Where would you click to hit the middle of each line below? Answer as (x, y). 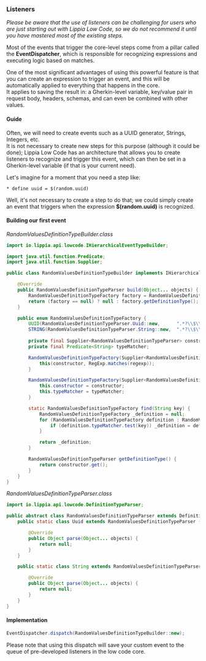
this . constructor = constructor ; (82, 386)
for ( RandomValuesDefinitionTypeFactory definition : (109, 420)
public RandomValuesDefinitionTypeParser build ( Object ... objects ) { (108, 290)
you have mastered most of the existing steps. (65, 36)
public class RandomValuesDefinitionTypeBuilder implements (85, 273)
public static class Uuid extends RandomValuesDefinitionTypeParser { (109, 522)
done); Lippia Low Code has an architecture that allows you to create (93, 152)
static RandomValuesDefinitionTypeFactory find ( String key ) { (109, 408)
